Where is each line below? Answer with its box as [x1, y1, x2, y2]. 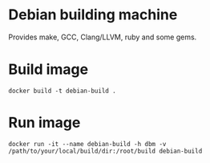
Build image [8, 60, 89, 79]
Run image [8, 114, 81, 132]
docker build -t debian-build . [8, 87, 116, 95]
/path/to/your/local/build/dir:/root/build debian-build [8, 147, 203, 155]
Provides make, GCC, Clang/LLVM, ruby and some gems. [8, 32, 197, 42]
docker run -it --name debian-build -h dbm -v [8, 140, 167, 148]
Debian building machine [8, 6, 178, 24]
